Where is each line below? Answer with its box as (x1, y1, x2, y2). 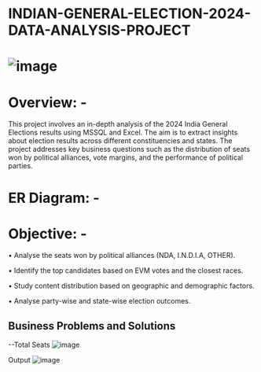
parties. (8, 161, 33, 171)
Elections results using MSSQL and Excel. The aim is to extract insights (8, 127, 238, 138)
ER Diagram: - (8, 189, 100, 207)
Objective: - (8, 225, 87, 242)
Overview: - (8, 94, 87, 111)
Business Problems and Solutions (8, 319, 176, 333)
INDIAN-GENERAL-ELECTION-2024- (8, 5, 252, 23)
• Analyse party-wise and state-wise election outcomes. (8, 296, 191, 306)
